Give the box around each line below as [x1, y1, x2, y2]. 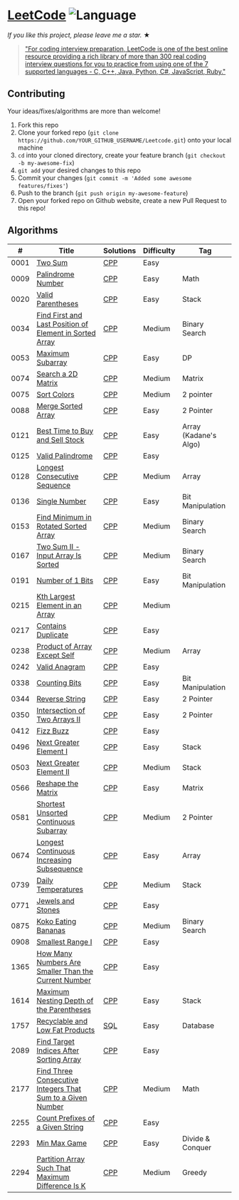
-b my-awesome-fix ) [17, 158, 75, 167]
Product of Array [36, 641, 92, 651]
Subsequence [36, 864, 83, 874]
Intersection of [36, 705, 85, 715]
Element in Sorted [36, 328, 96, 338]
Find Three [36, 1065, 73, 1075]
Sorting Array [36, 1054, 82, 1064]
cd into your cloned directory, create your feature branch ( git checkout [17, 150, 226, 160]
